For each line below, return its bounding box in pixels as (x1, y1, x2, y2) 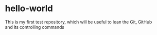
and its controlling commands (5, 24, 65, 30)
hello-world (5, 3, 53, 14)
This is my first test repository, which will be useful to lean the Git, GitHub (5, 19, 152, 25)
